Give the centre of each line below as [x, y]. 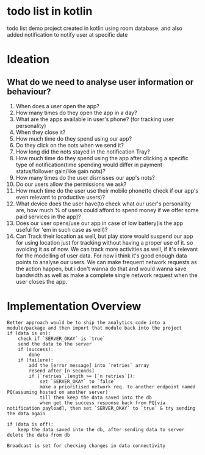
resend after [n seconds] [62, 371]
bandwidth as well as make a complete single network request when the [106, 275]
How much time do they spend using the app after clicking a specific [102, 158]
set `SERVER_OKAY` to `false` [78, 381]
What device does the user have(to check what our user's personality [103, 204]
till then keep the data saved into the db [95, 398]
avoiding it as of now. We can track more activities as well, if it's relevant [107, 249]
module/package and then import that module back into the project [95, 328]
